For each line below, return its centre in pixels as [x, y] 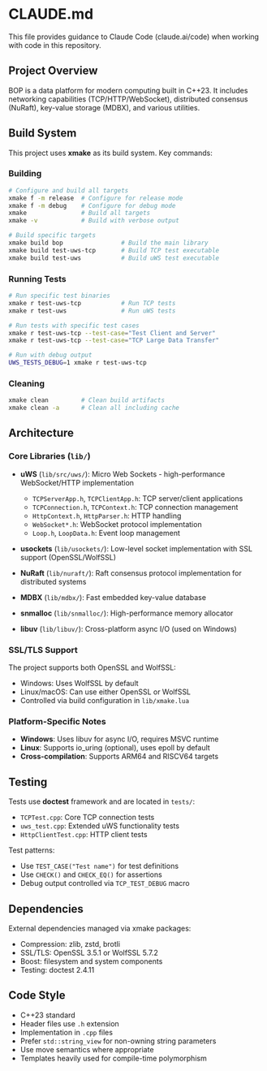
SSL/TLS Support [43, 650]
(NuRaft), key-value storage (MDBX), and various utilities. [104, 107]
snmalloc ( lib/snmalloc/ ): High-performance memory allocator [127, 613]
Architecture [41, 433]
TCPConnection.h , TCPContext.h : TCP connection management [135, 507]
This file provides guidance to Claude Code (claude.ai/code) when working [134, 37]
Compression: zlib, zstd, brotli [70, 944]
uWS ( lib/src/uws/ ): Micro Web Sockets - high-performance [123, 474]
